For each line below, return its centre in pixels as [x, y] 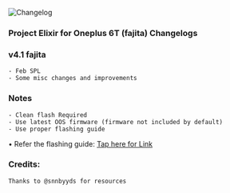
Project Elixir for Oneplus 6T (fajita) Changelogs [103, 33]
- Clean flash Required [48, 115]
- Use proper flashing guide [57, 129]
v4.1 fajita [27, 54]
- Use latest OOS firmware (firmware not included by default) [116, 122]
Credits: [24, 164]
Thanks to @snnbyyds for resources [67, 181]
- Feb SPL [25, 71]
